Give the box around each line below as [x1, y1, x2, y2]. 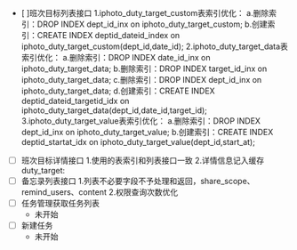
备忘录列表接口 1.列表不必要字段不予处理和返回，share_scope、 [20, 176, 255, 187]
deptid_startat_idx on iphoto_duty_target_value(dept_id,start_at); [20, 137, 255, 147]
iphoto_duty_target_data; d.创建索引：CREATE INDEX [20, 85, 215, 96]
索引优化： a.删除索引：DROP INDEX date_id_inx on [20, 52, 211, 62]
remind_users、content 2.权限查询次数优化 [20, 187, 179, 198]
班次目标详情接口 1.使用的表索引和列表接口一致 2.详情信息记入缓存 [20, 155, 264, 165]
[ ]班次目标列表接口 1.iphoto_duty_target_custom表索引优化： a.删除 [20, 8, 269, 18]
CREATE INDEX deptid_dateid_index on [36, 30, 181, 40]
